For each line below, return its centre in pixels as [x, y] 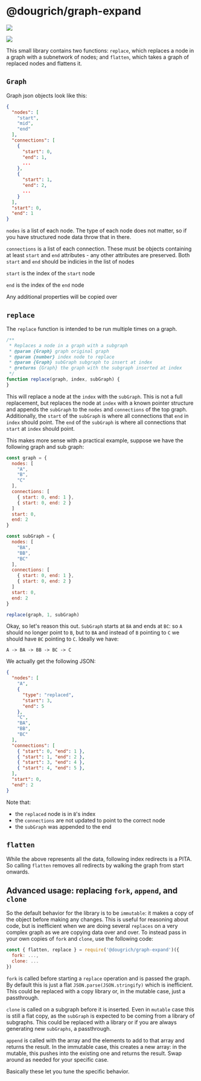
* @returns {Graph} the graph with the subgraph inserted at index [95, 368]
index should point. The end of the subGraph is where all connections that [96, 422]
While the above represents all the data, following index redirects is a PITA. [99, 859]
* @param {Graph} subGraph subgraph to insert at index [81, 362]
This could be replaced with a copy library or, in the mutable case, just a [96, 991]
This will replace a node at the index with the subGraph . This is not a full [94, 396]
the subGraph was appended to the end [63, 826]
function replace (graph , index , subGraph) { [63, 379]
